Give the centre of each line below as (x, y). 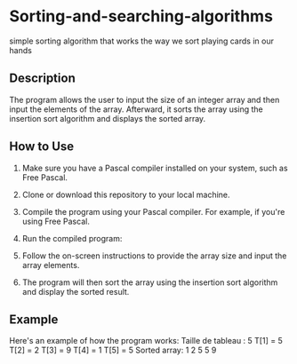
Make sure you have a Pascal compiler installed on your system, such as (155, 168)
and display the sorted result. (76, 291)
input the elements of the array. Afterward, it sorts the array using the (136, 109)
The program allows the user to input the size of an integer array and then (144, 99)
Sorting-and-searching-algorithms (141, 16)
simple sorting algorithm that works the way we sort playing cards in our (141, 41)
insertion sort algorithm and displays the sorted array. (108, 118)
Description (42, 79)
